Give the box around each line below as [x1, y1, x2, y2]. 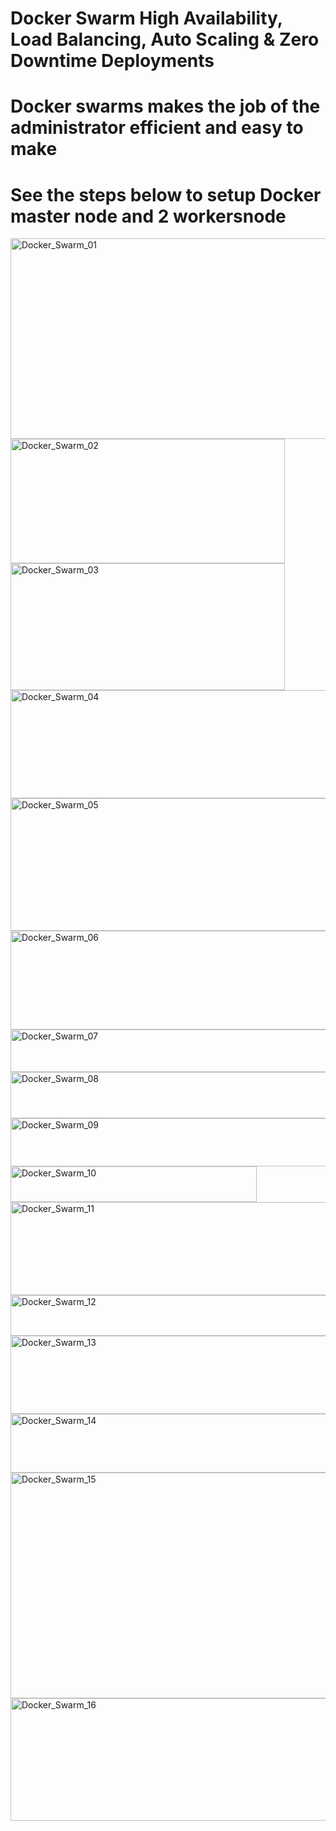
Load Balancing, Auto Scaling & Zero [10, 28, 320, 51]
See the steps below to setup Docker [10, 183, 322, 206]
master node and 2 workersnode [10, 205, 287, 227]
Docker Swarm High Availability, [10, 7, 283, 30]
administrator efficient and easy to [10, 117, 304, 139]
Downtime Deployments [10, 50, 215, 72]
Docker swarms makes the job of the [10, 95, 321, 118]
